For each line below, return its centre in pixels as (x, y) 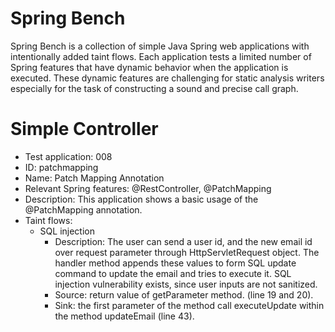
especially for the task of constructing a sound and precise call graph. (154, 88)
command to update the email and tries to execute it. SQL (173, 273)
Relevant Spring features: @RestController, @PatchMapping (148, 188)
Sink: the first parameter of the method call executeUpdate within (189, 305)
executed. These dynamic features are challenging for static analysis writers (167, 78)
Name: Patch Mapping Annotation (94, 178)
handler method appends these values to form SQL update (175, 263)
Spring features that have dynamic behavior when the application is (149, 67)
